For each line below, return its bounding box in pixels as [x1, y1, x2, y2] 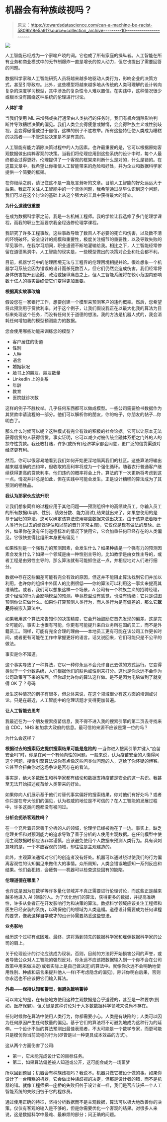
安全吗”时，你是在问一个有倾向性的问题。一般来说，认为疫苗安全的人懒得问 [5, 751, 160, 758]
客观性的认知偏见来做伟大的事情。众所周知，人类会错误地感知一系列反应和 [9, 860, 162, 866]
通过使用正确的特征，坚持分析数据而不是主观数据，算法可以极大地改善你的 [5, 1099, 158, 1105]
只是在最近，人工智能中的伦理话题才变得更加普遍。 [13, 697, 118, 703]
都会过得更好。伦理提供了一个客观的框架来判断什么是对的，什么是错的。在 [9, 157, 162, 162]
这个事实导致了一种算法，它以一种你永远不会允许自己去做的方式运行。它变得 [5, 661, 162, 667]
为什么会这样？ [5, 735, 36, 741]
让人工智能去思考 [5, 708, 40, 714]
